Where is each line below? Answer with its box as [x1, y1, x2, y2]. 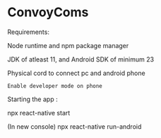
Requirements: [7, 28, 49, 36]
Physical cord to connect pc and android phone [7, 69, 146, 77]
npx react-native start [7, 108, 71, 117]
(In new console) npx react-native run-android [7, 122, 142, 131]
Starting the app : [7, 95, 58, 103]
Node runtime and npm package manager [7, 41, 129, 50]
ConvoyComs [7, 4, 89, 21]
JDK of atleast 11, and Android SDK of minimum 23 [7, 54, 154, 64]
